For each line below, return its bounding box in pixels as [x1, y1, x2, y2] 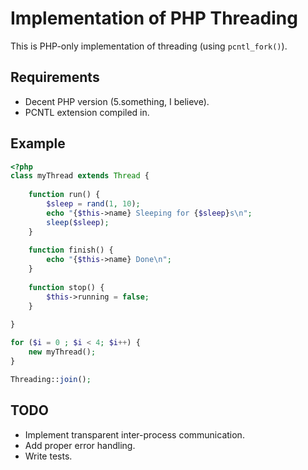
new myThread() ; [28, 347, 97, 357]
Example [10, 135, 66, 152]
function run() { [28, 190, 101, 200]
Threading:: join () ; [10, 374, 92, 384]
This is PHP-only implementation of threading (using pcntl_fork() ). [10, 40, 288, 52]
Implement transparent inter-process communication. [24, 428, 245, 441]
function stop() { [28, 282, 105, 292]
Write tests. [24, 450, 73, 462]
